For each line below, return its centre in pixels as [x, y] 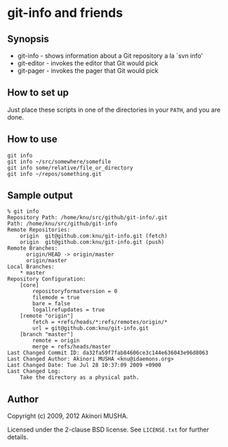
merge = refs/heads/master [72, 347]
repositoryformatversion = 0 [75, 292]
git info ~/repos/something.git [54, 174]
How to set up [38, 93]
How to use [32, 140]
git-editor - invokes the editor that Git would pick [88, 63]
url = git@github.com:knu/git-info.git [91, 328]
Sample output [40, 196]
